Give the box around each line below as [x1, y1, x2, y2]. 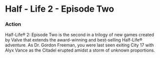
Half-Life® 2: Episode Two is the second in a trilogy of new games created [5, 32, 155, 38]
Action [5, 21, 21, 28]
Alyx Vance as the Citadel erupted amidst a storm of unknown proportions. [5, 47, 155, 53]
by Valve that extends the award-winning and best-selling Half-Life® [5, 37, 142, 43]
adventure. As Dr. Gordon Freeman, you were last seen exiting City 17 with [5, 42, 154, 48]
